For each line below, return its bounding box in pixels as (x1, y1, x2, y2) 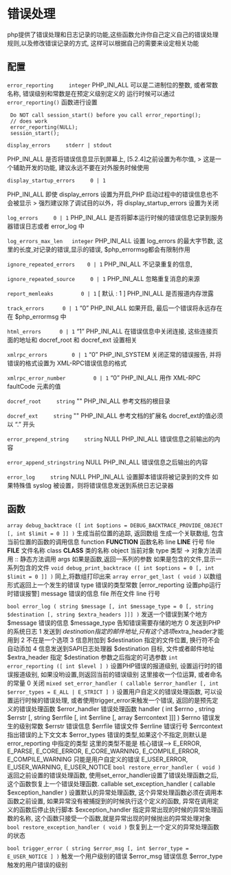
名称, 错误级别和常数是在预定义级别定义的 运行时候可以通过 (7, 89, 175, 97)
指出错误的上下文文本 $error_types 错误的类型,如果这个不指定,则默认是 (7, 730, 208, 739)
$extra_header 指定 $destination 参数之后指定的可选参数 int (7, 652, 178, 661)
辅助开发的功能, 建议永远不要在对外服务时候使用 (12, 163, 149, 172)
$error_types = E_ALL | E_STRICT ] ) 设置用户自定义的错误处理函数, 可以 (7, 687, 217, 696)
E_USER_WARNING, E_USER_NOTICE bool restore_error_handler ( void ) (7, 763, 221, 771)
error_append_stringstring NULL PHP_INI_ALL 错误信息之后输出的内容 (7, 457, 208, 466)
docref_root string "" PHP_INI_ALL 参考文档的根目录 (7, 397, 170, 405)
